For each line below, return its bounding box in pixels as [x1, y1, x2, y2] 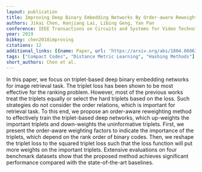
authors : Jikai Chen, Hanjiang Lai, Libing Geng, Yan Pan [6, 20, 155, 26]
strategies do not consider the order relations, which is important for [6, 101, 176, 108]
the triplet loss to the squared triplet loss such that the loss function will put [6, 140, 193, 147]
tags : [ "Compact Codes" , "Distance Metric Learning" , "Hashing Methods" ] [6, 54, 195, 60]
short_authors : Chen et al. [6, 59, 77, 65]
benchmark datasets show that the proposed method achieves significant [6, 152, 189, 159]
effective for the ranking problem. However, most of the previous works [6, 88, 183, 96]
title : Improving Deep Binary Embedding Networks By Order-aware [6, 14, 173, 20]
